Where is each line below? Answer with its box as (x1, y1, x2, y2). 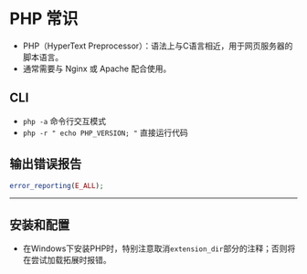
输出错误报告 (9, 156, 82, 172)
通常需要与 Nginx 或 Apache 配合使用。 (22, 63, 172, 74)
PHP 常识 (9, 8, 79, 29)
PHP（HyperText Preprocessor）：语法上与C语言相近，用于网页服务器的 (22, 40, 293, 51)
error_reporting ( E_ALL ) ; (9, 181, 104, 190)
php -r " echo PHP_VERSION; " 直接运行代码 (22, 127, 189, 138)
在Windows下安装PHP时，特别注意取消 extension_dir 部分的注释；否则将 (22, 243, 296, 254)
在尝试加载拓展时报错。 (22, 255, 111, 266)
